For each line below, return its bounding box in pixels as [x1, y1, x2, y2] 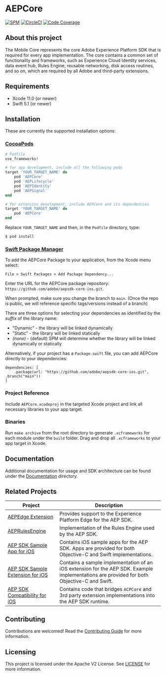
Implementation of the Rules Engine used [59, 525, 155, 531]
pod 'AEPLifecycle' [14, 179, 54, 184]
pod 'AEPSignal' [14, 188, 48, 193]
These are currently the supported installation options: [5, 128, 116, 134]
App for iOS [7, 548, 35, 555]
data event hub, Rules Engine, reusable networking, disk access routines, [5, 62, 154, 68]
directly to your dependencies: [5, 356, 68, 362]
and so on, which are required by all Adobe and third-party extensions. [5, 68, 149, 74]
